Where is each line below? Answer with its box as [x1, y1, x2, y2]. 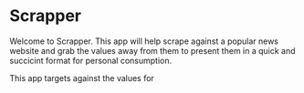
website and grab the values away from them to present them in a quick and [9, 45, 296, 56]
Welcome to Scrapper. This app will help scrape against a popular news [9, 36, 279, 46]
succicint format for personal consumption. [9, 55, 172, 66]
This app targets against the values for [9, 72, 155, 83]
